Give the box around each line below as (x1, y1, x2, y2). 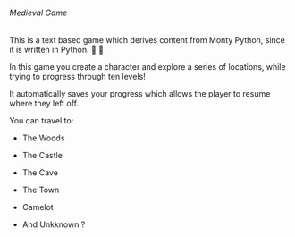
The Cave (21, 167, 58, 178)
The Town (21, 184, 60, 196)
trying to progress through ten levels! (9, 72, 146, 82)
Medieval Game (9, 7, 68, 18)
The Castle (21, 150, 63, 161)
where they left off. (9, 98, 79, 109)
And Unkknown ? (21, 219, 86, 230)
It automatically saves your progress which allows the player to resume (9, 89, 271, 99)
